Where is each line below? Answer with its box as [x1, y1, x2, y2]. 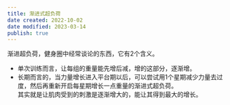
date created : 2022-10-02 [7, 17, 83, 24]
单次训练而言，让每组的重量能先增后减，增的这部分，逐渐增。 [17, 64, 196, 73]
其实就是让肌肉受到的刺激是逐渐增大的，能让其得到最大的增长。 [17, 90, 202, 99]
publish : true [7, 29, 49, 37]
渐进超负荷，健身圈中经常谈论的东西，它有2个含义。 [7, 49, 159, 58]
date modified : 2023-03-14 [7, 23, 86, 30]
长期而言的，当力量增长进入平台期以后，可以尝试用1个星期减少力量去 [17, 73, 217, 81]
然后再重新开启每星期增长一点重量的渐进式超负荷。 [29, 81, 177, 90]
